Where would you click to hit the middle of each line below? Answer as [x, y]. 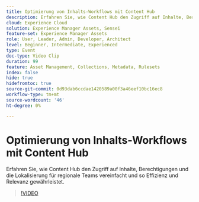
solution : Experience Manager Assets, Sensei [63, 28]
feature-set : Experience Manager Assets [57, 34]
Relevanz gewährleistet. [35, 182]
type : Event [21, 50]
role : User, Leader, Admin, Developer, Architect [69, 39]
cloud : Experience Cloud [37, 23]
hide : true [20, 78]
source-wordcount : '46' [36, 100]
